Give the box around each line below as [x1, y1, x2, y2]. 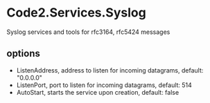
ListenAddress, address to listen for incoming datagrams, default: [16, 66, 204, 74]
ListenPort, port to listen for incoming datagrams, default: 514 [16, 81, 192, 89]
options [6, 48, 41, 59]
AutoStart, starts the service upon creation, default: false [16, 88, 180, 96]
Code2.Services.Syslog [6, 5, 146, 21]
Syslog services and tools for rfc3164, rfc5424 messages [6, 28, 170, 36]
